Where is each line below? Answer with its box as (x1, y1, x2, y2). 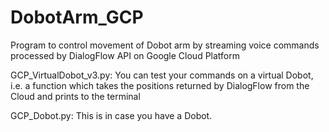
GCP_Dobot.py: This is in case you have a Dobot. (10, 109, 213, 121)
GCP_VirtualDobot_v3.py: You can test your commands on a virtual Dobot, (10, 69, 314, 81)
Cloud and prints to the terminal (10, 90, 141, 102)
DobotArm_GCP (10, 6, 144, 29)
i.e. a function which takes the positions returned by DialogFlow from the (10, 79, 310, 91)
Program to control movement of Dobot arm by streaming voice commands (10, 39, 320, 51)
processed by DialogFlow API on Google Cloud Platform (10, 49, 241, 61)
